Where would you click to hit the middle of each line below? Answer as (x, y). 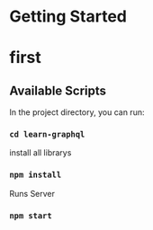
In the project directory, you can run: (77, 112)
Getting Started (68, 17)
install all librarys (40, 153)
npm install (36, 175)
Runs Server (32, 193)
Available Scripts (58, 90)
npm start (31, 216)
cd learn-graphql (47, 135)
